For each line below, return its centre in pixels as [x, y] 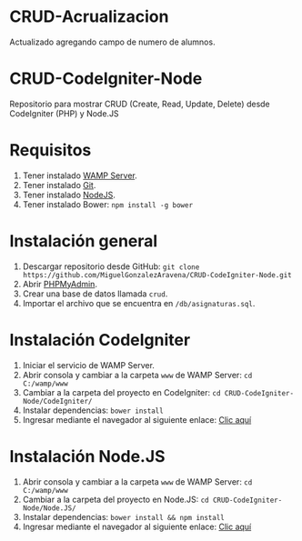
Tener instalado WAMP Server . [80, 175]
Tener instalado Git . [59, 185]
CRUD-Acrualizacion [89, 17]
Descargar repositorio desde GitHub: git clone [111, 266]
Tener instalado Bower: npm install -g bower [108, 204]
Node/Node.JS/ [49, 508]
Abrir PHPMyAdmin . [60, 284]
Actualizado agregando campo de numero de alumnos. [112, 42]
